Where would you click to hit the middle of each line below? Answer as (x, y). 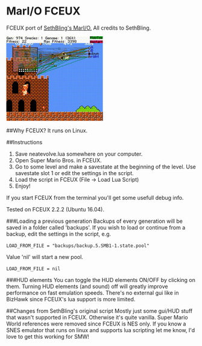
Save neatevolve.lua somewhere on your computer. (79, 154)
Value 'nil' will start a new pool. (45, 257)
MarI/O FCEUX (43, 11)
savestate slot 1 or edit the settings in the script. (74, 173)
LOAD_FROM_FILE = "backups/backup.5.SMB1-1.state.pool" (78, 246)
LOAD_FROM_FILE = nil (33, 269)
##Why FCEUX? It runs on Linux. (47, 130)
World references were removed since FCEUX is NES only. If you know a (96, 324)
